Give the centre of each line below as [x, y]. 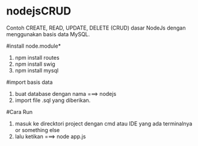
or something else [37, 130]
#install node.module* [34, 46]
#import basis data [29, 82]
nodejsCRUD [39, 11]
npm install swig [35, 64]
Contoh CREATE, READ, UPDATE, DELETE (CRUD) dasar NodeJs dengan [96, 28]
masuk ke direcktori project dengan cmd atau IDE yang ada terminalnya [104, 123]
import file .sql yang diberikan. [53, 100]
